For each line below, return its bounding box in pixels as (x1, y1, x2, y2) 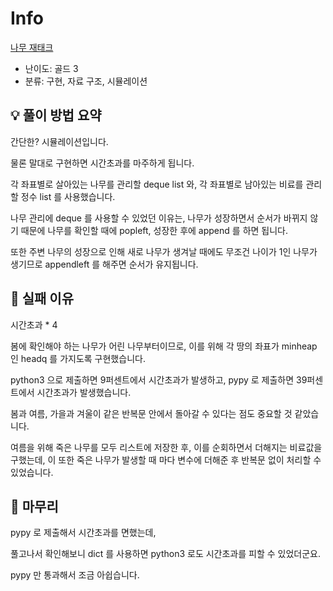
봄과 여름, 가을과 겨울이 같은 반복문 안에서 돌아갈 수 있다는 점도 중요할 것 (10, 407, 293, 419)
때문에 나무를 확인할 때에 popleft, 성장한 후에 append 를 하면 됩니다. (20, 224, 289, 236)
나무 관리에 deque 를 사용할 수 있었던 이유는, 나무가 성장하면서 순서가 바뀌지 (10, 212, 308, 224)
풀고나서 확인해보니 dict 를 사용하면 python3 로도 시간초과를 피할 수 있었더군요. (10, 548, 322, 560)
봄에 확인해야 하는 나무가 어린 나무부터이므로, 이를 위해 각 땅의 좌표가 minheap (10, 340, 318, 352)
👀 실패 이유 (10, 290, 75, 307)
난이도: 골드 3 (24, 62, 79, 74)
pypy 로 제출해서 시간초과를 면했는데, (10, 527, 157, 539)
